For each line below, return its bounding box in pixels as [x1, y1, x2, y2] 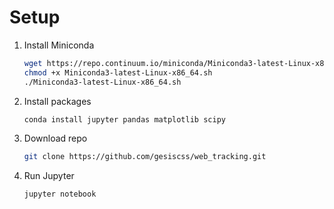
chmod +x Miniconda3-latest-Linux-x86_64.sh [23, 67, 213, 78]
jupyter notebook [23, 189, 97, 200]
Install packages [23, 95, 92, 107]
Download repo [23, 132, 88, 145]
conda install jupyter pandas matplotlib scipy [23, 114, 226, 125]
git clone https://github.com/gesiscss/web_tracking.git [23, 152, 267, 162]
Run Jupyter [23, 170, 75, 182]
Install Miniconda [23, 39, 95, 51]
